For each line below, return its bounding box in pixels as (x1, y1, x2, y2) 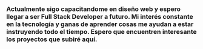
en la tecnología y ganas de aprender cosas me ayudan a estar (6, 20, 194, 28)
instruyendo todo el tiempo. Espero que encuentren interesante (6, 27, 197, 36)
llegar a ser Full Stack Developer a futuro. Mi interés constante (6, 12, 194, 21)
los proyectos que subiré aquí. (6, 35, 98, 44)
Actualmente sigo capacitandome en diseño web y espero (6, 5, 181, 13)
